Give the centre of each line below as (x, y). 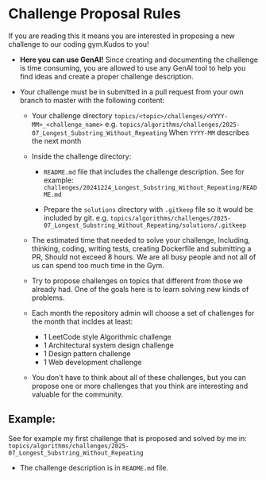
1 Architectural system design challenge (109, 345)
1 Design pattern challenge (87, 353)
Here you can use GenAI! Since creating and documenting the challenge (139, 60)
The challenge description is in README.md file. (94, 467)
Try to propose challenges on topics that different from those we (137, 280)
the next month (56, 140)
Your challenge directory (72, 115)
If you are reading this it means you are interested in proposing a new (122, 36)
